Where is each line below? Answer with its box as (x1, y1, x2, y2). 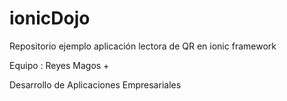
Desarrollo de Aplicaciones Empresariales (9, 78, 182, 91)
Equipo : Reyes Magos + (9, 59, 110, 71)
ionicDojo (9, 7, 91, 30)
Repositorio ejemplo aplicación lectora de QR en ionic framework (9, 40, 277, 52)
